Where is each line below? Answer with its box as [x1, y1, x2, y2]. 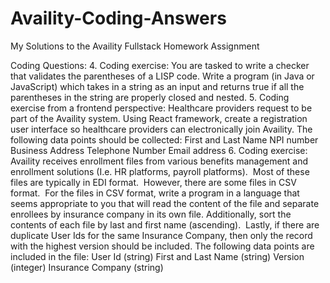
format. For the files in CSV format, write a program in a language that [10, 187, 300, 199]
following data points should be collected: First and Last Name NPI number [10, 133, 319, 146]
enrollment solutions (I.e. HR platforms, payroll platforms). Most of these [10, 165, 310, 177]
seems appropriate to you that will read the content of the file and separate [10, 197, 320, 209]
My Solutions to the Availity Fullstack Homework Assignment [10, 40, 260, 52]
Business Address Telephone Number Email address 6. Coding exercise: [10, 144, 308, 156]
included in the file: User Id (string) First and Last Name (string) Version [10, 250, 305, 262]
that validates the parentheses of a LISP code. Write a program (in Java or [10, 70, 315, 82]
